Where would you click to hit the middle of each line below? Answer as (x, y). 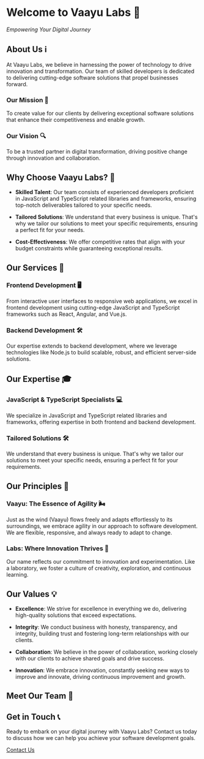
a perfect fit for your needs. (50, 230)
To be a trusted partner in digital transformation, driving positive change (97, 152)
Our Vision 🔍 (26, 136)
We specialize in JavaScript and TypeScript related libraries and (87, 415)
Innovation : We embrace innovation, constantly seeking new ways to (102, 670)
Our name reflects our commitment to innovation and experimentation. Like (101, 562)
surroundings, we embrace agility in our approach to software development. (102, 526)
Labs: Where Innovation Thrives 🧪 (58, 548)
